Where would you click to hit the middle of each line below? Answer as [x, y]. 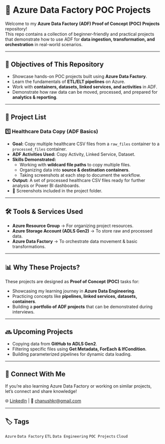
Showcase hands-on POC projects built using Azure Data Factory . [80, 76]
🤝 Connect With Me [35, 374]
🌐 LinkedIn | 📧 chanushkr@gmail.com [43, 401]
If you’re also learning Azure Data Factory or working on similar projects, [78, 386]
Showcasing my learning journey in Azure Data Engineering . [74, 291]
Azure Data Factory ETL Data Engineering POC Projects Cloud [67, 436]
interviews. [23, 312]
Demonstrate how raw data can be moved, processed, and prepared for [85, 92]
